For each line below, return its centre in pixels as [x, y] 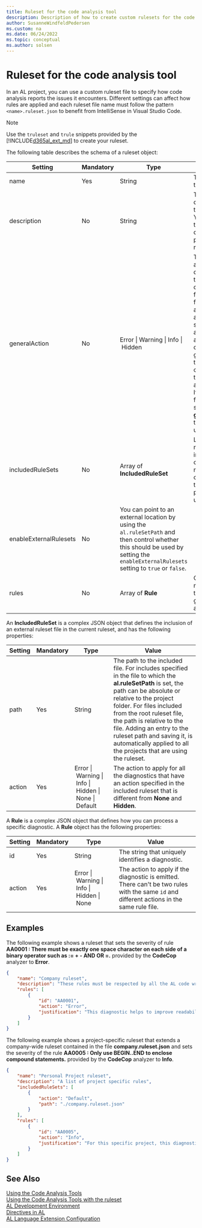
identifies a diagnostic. [151, 859]
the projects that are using [150, 751]
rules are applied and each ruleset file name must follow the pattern [90, 104]
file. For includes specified [151, 668]
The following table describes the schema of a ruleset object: [82, 152]
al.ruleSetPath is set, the [148, 683]
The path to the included [148, 660]
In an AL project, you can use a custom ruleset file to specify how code [94, 91]
